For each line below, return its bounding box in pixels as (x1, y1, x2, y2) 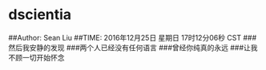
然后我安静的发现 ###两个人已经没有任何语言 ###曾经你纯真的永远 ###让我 (8, 42, 258, 52)
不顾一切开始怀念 (8, 52, 65, 62)
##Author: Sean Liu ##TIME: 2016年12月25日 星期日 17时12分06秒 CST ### (8, 33, 257, 42)
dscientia (8, 6, 72, 24)
